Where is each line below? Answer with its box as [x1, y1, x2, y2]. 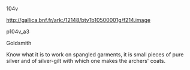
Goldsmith [6, 40, 32, 46]
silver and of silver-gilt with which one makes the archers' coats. [6, 58, 166, 64]
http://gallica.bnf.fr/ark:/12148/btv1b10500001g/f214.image [6, 17, 151, 23]
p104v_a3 [6, 28, 30, 35]
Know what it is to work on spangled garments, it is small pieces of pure [6, 51, 184, 58]
